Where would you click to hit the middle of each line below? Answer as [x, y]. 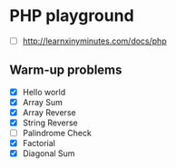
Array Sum [43, 102]
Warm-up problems [66, 70]
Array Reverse [49, 112]
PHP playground [72, 16]
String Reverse [50, 123]
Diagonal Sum [49, 153]
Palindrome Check [57, 133]
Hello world [44, 92]
